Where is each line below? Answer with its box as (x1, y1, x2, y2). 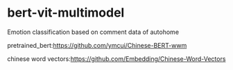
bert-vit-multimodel (7, 5, 125, 21)
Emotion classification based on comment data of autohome (7, 28, 179, 36)
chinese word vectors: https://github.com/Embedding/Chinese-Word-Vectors (7, 54, 226, 63)
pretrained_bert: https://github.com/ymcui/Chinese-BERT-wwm (7, 41, 187, 49)
